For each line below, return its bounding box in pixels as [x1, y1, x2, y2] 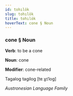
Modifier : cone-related [5, 66, 51, 72]
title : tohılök [5, 16, 36, 21]
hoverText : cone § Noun [5, 20, 54, 26]
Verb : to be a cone [5, 48, 43, 53]
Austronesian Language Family [5, 85, 68, 91]
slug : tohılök [5, 12, 34, 16]
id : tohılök [5, 7, 29, 12]
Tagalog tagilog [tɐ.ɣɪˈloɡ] [5, 76, 57, 81]
